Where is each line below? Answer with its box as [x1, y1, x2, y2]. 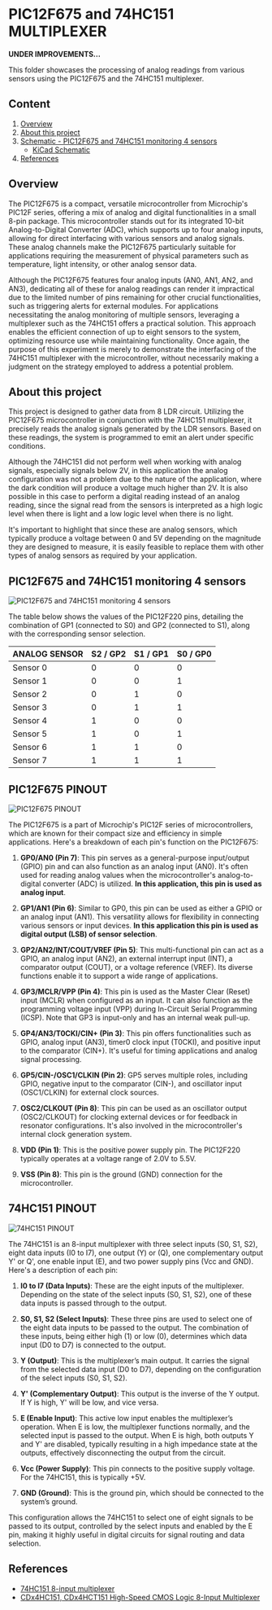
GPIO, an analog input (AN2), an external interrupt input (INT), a [19, 954, 233, 963]
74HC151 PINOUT [8, 1202, 97, 1216]
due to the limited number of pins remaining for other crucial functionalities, [8, 292, 261, 302]
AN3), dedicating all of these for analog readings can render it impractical [8, 283, 255, 293]
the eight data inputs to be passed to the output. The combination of [19, 1323, 249, 1332]
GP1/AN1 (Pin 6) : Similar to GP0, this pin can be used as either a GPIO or [19, 903, 262, 913]
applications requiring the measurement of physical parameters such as [8, 250, 249, 261]
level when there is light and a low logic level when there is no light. [8, 509, 234, 519]
